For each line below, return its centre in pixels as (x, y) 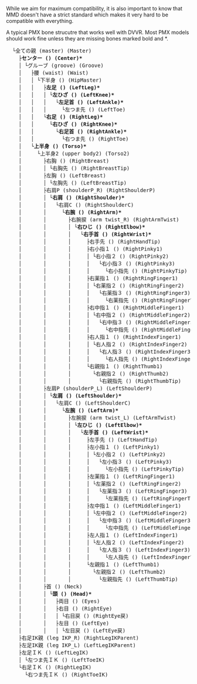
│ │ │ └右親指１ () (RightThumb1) (91, 366)
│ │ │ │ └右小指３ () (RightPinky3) (97, 264)
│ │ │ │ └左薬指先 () (78, 498)
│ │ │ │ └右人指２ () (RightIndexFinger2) (103, 344)
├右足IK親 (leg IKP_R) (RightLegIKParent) (79, 638)
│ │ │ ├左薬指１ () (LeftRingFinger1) (97, 476)
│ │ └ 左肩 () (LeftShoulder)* (70, 396)
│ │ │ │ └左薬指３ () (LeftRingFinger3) (103, 491)
